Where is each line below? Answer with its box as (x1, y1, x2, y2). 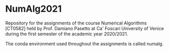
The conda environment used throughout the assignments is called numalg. (5, 40, 164, 46)
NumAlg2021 (5, 3, 62, 15)
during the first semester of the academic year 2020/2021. (5, 31, 128, 37)
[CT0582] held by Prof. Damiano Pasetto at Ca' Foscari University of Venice (5, 25, 164, 31)
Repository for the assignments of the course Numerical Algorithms (5, 20, 147, 26)
